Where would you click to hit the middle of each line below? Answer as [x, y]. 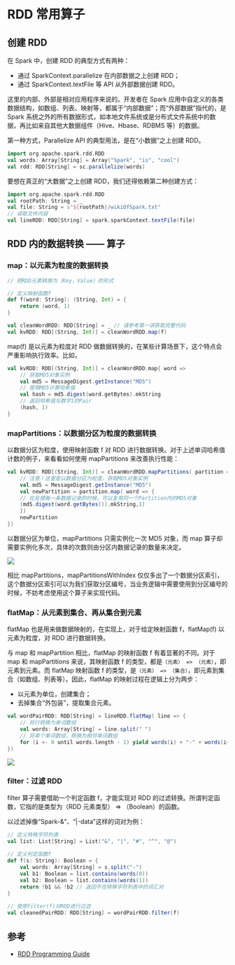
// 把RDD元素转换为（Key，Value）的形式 [60, 281]
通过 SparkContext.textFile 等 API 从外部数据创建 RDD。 [98, 84]
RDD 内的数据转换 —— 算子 [66, 244]
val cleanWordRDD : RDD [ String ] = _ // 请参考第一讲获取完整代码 [97, 326]
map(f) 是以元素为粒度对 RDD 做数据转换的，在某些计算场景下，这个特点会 [115, 346]
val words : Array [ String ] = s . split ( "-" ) [81, 868]
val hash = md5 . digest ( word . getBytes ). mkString [90, 394]
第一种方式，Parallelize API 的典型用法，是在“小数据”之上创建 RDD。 [106, 140]
